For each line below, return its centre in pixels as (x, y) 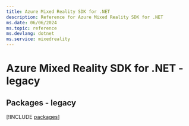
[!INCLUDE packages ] (33, 117)
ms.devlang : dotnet (30, 34)
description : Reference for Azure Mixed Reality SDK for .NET (85, 17)
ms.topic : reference (32, 28)
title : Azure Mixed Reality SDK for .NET (58, 12)
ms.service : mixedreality (38, 39)
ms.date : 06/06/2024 (32, 22)
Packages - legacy (41, 103)
